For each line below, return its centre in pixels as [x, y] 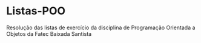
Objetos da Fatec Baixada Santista [49, 33]
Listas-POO [36, 11]
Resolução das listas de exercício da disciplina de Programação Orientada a [101, 27]
